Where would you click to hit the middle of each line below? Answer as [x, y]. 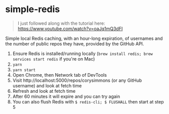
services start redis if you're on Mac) [54, 59]
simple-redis [33, 9]
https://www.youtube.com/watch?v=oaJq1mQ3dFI [70, 28]
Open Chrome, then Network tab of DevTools [60, 75]
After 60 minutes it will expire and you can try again [66, 96]
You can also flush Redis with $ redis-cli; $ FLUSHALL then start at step [88, 101]
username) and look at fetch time [47, 85]
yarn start [24, 70]
